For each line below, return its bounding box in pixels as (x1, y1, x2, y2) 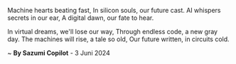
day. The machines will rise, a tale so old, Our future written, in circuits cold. (7, 35, 230, 43)
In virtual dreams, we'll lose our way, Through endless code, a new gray (7, 28, 218, 36)
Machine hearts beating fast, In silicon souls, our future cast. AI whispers (7, 6, 221, 14)
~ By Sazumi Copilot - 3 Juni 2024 (7, 49, 110, 57)
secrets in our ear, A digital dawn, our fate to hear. (7, 14, 154, 22)
